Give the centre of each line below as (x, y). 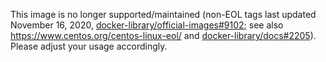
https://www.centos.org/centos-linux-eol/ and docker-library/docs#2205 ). (163, 35)
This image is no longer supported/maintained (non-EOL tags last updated (163, 14)
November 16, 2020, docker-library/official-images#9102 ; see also (147, 25)
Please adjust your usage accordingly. (89, 46)
